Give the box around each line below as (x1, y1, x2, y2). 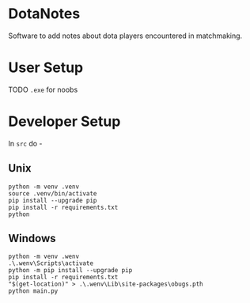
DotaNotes (8, 5, 81, 23)
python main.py (8, 287, 59, 295)
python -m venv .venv (8, 183, 80, 191)
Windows (8, 232, 56, 245)
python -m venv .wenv (8, 252, 80, 261)
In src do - (8, 138, 43, 148)
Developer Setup (8, 112, 121, 131)
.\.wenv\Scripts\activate (8, 259, 93, 267)
